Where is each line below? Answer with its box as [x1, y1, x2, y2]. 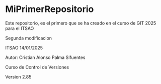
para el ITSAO [5, 25, 34, 31]
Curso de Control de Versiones [5, 64, 69, 70]
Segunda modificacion [5, 35, 52, 41]
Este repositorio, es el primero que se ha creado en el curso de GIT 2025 [5, 20, 156, 26]
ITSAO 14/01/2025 [5, 44, 43, 50]
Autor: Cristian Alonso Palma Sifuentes [5, 54, 86, 60]
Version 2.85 [5, 73, 32, 79]
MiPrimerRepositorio [5, 3, 94, 15]
